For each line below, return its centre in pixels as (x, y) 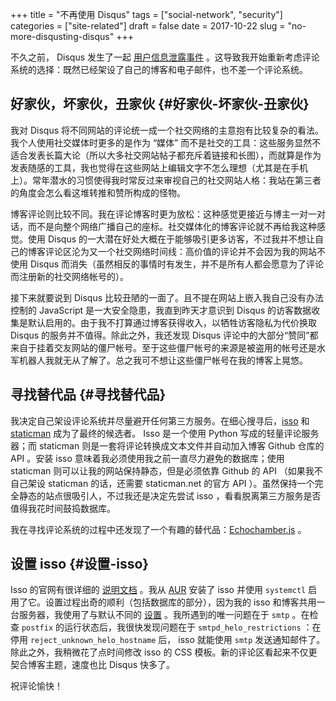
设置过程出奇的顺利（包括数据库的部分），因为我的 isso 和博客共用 (180, 602)
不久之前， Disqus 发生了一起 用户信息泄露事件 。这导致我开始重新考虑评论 (165, 57)
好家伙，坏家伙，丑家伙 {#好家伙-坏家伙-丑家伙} (160, 104)
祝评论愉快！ (36, 686)
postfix (37, 628)
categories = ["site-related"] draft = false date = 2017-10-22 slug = (148, 26)
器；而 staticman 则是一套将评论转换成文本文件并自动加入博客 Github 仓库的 (167, 445)
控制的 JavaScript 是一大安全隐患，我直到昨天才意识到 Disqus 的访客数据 (161, 310)
